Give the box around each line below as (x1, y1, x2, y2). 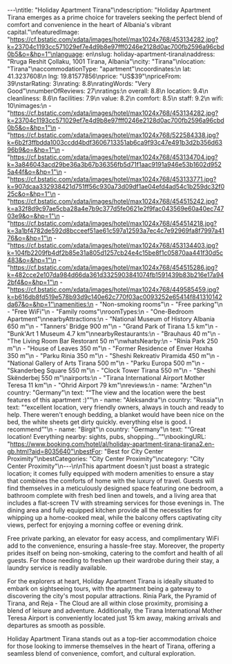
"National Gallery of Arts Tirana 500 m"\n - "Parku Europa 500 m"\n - (7, 359, 205, 367)
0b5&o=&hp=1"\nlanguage (7, 50, 83, 58)
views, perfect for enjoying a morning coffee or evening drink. (7, 521, 184, 529)
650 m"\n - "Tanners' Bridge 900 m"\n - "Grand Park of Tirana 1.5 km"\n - (7, 322, 218, 330)
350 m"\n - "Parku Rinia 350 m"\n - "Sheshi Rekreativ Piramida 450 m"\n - (7, 352, 220, 359)
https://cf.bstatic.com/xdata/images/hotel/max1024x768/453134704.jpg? (10, 153, 218, 161)
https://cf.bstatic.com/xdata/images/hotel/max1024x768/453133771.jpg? (10, 175, 217, 183)
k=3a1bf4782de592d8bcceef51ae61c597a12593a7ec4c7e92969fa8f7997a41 (7, 226, 224, 235)
